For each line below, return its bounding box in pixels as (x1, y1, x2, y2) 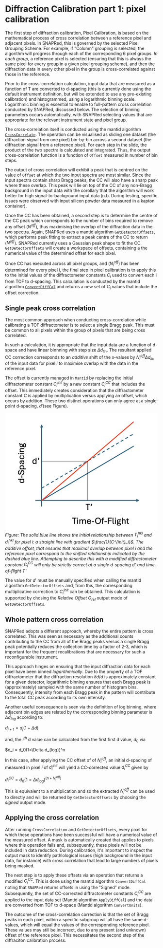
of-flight (5, 568, 22, 574)
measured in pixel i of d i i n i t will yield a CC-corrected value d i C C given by (5, 763, 149, 771)
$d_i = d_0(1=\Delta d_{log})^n (5, 747, 65, 753)
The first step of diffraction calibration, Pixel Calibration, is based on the (5, 30, 149, 36)
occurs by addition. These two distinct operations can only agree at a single (5, 398, 157, 404)
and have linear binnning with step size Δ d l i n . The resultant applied (18, 347, 152, 354)
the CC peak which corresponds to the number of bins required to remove (5, 218, 153, 223)
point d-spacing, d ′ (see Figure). (5, 403, 68, 409)
